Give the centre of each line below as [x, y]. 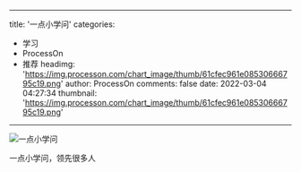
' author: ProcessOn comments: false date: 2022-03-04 [163, 83]
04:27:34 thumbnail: [60, 93]
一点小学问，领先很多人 [52, 158]
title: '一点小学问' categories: [62, 24]
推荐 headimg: [49, 64]
